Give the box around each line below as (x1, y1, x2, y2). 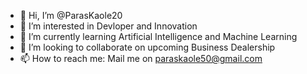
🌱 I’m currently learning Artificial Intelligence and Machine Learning (19, 31, 298, 42)
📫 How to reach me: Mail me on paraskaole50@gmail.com (19, 53, 263, 64)
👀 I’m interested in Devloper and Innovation (19, 20, 198, 32)
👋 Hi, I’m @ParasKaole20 (19, 10, 123, 21)
